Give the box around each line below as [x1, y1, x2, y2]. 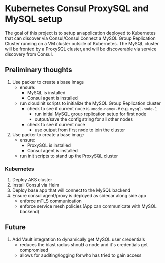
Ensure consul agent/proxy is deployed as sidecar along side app [12, 193, 147, 199]
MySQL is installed [27, 89, 66, 95]
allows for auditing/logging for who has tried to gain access [19, 252, 142, 258]
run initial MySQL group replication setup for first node [34, 111, 147, 117]
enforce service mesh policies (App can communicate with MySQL [19, 203, 157, 209]
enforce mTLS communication [19, 198, 82, 204]
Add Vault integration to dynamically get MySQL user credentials [12, 236, 145, 242]
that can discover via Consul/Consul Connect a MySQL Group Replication [5, 35, 156, 41]
